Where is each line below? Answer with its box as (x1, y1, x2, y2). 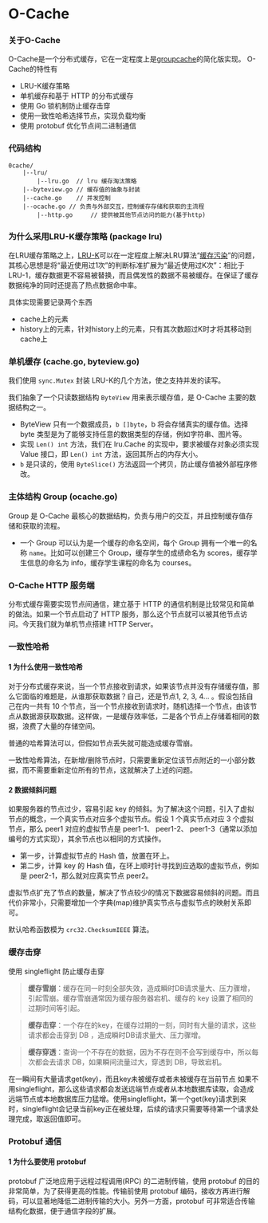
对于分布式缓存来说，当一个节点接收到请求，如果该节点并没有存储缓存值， (8, 682, 253, 691)
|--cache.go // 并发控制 (22, 194, 112, 202)
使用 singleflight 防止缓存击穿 (8, 966, 105, 976)
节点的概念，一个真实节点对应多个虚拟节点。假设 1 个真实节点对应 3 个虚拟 (8, 814, 254, 824)
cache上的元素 (19, 314, 69, 324)
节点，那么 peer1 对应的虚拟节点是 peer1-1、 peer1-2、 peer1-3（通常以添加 (8, 824, 258, 834)
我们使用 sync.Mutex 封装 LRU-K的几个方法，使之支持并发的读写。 (8, 376, 226, 385)
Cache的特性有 (8, 65, 58, 74)
